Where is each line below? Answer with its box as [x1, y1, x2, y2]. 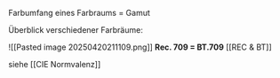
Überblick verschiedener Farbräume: [8, 25, 143, 35]
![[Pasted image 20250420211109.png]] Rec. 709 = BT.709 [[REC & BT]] [8, 42, 272, 52]
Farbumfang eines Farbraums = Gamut [8, 8, 150, 18]
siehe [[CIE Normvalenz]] [8, 59, 101, 69]
